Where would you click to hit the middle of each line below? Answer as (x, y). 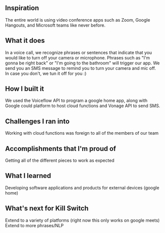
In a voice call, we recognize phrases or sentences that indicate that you (79, 52)
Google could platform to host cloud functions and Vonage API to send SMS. (83, 106)
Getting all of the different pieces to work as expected (60, 160)
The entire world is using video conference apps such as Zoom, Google (78, 20)
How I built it (25, 89)
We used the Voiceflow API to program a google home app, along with (76, 101)
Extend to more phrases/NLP (34, 225)
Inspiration (22, 8)
